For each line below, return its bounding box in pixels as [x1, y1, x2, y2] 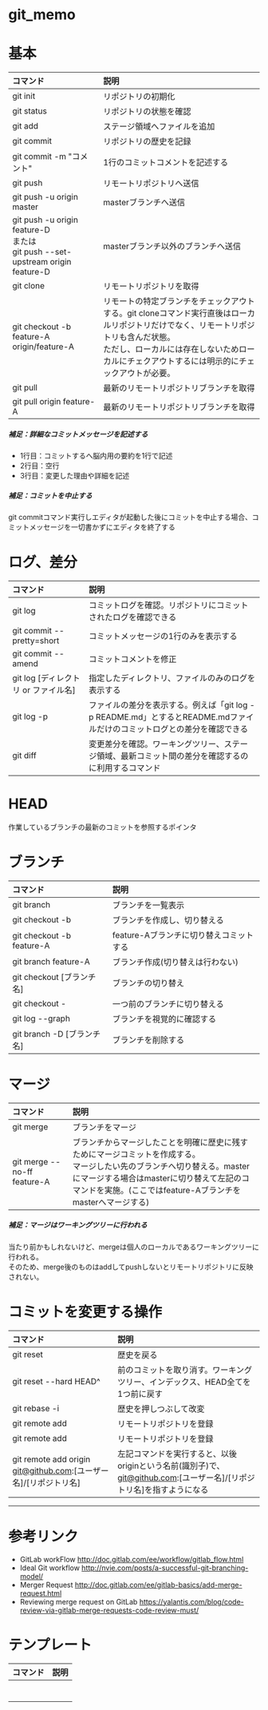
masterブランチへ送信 [103, 197, 186, 208]
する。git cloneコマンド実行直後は [103, 307, 231, 319]
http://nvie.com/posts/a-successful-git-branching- [81, 1563, 249, 1573]
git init [12, 90, 36, 101]
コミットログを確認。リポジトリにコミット [89, 600, 249, 610]
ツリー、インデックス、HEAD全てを [116, 1376, 251, 1387]
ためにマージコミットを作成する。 [72, 1149, 201, 1160]
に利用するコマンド [89, 763, 161, 773]
